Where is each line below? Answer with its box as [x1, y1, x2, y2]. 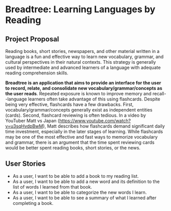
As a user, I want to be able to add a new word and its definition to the [12, 178, 160, 184]
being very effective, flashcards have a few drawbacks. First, [5, 101, 134, 108]
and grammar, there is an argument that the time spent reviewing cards [5, 139, 155, 145]
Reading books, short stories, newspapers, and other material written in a [5, 48, 160, 54]
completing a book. [12, 200, 54, 206]
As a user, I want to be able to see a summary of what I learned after [12, 195, 157, 201]
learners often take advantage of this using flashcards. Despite [28, 96, 161, 102]
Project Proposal [5, 35, 60, 43]
